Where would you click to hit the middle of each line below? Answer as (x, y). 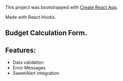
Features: (21, 50)
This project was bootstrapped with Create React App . (62, 7)
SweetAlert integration (36, 73)
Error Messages (29, 68)
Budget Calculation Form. (46, 33)
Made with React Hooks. (31, 17)
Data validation (28, 62)
